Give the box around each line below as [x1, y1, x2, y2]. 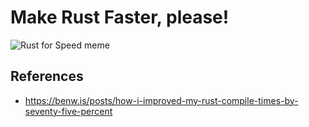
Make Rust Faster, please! [10, 6, 230, 29]
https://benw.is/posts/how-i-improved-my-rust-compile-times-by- [24, 94, 299, 106]
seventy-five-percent [24, 105, 113, 117]
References [10, 68, 84, 85]
